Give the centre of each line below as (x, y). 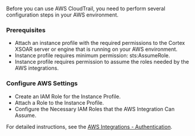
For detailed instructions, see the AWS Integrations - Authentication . (89, 127)
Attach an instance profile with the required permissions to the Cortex (100, 43)
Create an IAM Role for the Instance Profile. (68, 96)
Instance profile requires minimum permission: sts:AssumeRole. (92, 56)
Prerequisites (26, 30)
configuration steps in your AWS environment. (62, 15)
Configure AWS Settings (42, 83)
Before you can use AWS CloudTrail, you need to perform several (86, 9)
